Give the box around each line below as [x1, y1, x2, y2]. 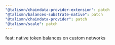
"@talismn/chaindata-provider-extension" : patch [5, 7, 110, 12]
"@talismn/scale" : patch [5, 21, 58, 26]
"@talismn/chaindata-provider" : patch [5, 16, 87, 21]
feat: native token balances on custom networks [5, 35, 106, 41]
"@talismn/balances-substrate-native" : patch [5, 12, 103, 17]
